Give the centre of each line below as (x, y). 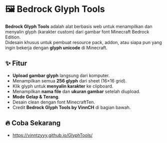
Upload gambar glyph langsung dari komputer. (61, 75)
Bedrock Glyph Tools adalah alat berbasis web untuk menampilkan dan (79, 26)
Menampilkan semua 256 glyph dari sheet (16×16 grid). (69, 80)
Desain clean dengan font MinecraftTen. (54, 102)
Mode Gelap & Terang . (36, 96)
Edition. (13, 37)
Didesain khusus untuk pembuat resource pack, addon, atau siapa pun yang (84, 42)
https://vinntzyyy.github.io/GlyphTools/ (52, 135)
